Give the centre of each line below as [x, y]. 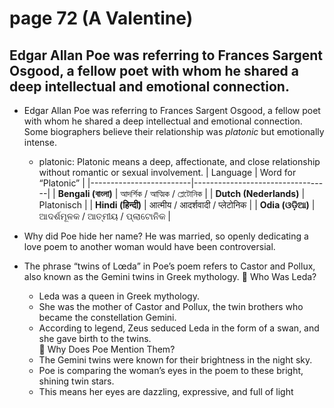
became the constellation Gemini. [107, 317]
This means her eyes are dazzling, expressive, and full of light [166, 391]
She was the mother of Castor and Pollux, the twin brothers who [171, 306]
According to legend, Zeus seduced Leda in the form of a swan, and [179, 328]
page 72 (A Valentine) [101, 18]
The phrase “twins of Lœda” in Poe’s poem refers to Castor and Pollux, [169, 266]
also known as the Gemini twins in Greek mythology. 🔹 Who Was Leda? [170, 276]
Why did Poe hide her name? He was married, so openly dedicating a [166, 236]
